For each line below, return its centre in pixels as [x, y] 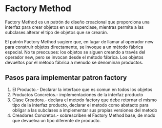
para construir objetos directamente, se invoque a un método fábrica [74, 47]
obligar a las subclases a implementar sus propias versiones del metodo [85, 110]
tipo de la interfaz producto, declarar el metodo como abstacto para [80, 105]
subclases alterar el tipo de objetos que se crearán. [57, 32]
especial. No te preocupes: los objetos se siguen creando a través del [75, 52]
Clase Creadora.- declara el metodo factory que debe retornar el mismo [84, 100]
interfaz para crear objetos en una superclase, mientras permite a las [74, 27]
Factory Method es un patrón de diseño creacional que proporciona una [77, 22]
